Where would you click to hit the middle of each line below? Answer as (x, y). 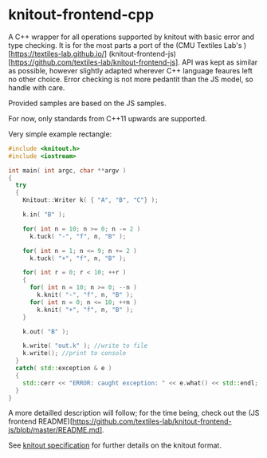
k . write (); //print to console (75, 353)
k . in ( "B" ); (44, 215)
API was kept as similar (220, 62)
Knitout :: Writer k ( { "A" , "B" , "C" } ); (90, 200)
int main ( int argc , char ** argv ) (67, 170)
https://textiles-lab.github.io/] (59, 53)
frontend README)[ (41, 421)
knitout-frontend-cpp (81, 15)
